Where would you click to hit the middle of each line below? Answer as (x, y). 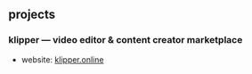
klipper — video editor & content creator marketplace (126, 40)
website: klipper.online (62, 59)
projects (32, 15)
